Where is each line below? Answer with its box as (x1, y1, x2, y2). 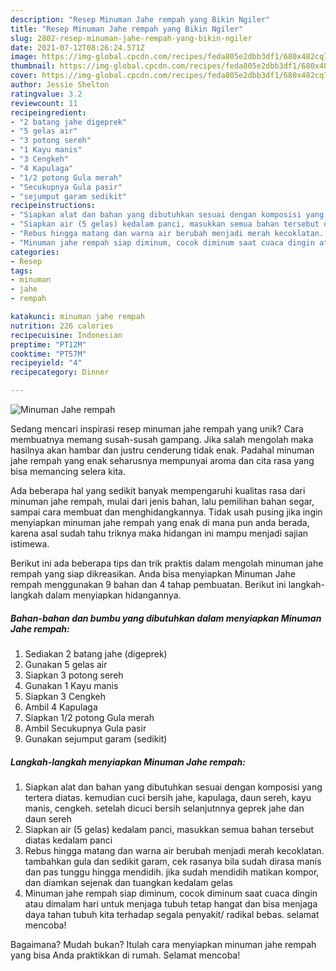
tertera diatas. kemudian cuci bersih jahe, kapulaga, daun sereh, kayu (24, 791, 312, 803)
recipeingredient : (10, 107, 87, 118)
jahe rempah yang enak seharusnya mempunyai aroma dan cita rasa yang (10, 455, 315, 466)
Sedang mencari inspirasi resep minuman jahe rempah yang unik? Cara (10, 423, 304, 435)
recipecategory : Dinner (10, 367, 110, 378)
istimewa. (10, 538, 50, 550)
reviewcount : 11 (10, 98, 78, 108)
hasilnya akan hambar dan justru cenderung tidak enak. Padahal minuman (10, 444, 315, 456)
